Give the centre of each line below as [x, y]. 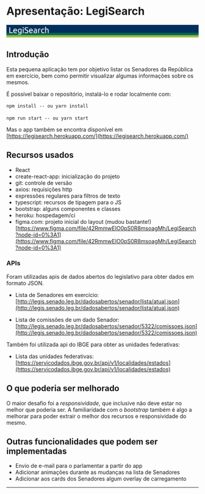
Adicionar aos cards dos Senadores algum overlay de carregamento [101, 479]
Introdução [28, 55]
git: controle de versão [43, 183]
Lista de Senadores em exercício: [57, 295]
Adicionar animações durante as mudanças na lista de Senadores [97, 472]
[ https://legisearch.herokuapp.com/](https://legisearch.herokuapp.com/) [98, 136]
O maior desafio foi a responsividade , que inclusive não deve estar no [94, 403]
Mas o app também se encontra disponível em [65, 129]
